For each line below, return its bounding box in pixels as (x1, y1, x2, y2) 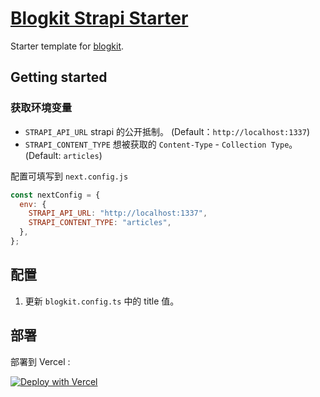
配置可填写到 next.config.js (10, 170, 129, 182)
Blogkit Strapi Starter (10, 7, 189, 30)
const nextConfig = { (10, 190, 101, 200)
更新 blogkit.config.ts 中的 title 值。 (24, 295, 180, 307)
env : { (19, 199, 47, 209)
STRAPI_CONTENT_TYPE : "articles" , (28, 218, 172, 228)
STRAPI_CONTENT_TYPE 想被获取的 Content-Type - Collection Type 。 (24, 138, 298, 150)
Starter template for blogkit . (10, 40, 125, 52)
